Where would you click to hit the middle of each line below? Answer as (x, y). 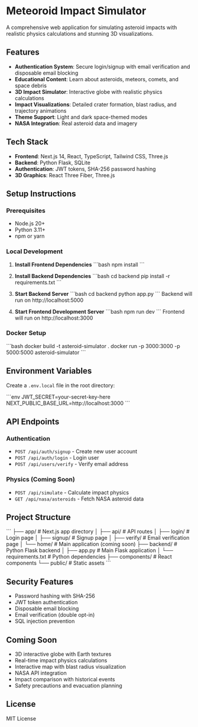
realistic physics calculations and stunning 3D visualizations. (80, 33)
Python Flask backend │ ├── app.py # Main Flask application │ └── (90, 550)
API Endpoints (33, 422)
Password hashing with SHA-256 (55, 596)
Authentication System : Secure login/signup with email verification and (102, 66)
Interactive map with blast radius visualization (70, 667)
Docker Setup (26, 333)
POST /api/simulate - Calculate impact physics (72, 492)
